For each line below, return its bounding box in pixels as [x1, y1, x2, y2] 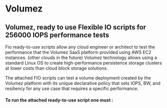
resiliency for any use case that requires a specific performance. [5, 85, 139, 91]
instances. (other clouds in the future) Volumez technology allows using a [5, 54, 157, 60]
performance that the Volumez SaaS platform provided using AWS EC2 [5, 49, 151, 55]
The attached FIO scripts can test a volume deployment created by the [5, 75, 151, 80]
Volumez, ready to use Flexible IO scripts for [5, 23, 146, 31]
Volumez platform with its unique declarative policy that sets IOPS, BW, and [5, 80, 160, 86]
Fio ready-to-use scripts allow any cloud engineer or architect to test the [5, 44, 155, 50]
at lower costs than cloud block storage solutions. [5, 65, 108, 71]
